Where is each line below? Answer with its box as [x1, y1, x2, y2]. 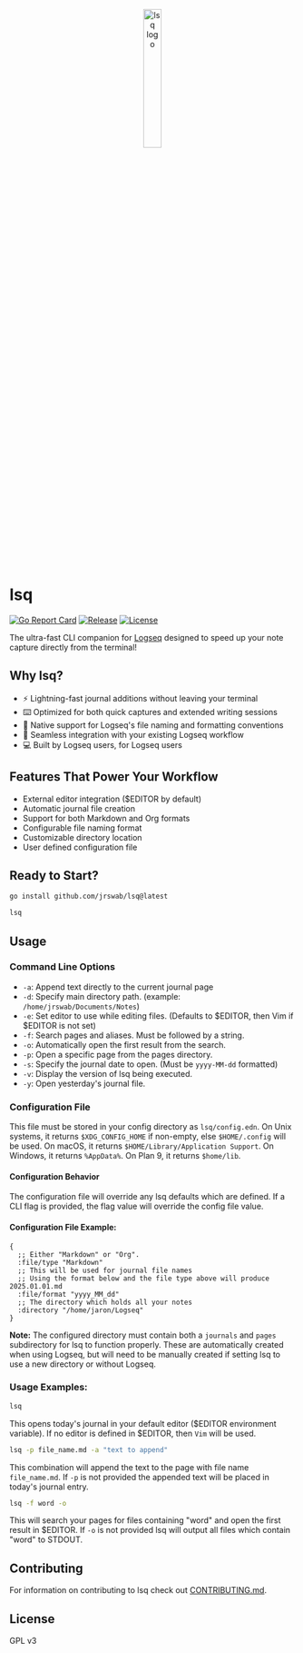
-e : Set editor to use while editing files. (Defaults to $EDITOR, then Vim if [22, 1010, 294, 1021]
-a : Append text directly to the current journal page [22, 981, 214, 992]
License [9, 1611, 55, 1627]
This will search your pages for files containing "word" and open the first [9, 1515, 281, 1526]
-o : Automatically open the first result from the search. [22, 1039, 227, 1050]
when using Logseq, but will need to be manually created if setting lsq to [9, 1349, 281, 1359]
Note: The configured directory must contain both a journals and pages [9, 1329, 277, 1340]
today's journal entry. [9, 1481, 89, 1492]
